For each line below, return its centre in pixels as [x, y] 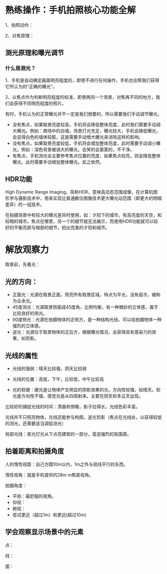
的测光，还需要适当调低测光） [36, 423]
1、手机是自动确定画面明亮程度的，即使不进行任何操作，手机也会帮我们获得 [82, 80]
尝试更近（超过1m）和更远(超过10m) [49, 515]
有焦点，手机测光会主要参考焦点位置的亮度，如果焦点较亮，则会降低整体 [86, 156]
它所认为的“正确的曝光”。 [31, 86]
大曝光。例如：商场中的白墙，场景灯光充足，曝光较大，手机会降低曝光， [86, 131]
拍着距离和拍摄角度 [35, 451]
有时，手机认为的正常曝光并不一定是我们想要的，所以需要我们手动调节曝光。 [83, 114]
